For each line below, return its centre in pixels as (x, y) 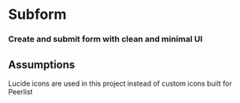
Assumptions (42, 64)
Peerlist (20, 91)
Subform (37, 15)
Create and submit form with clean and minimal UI (105, 39)
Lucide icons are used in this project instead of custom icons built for (120, 83)
